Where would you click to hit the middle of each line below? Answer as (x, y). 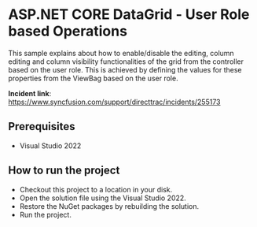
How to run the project (64, 171)
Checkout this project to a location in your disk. (96, 189)
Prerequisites (42, 127)
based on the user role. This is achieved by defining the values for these (125, 69)
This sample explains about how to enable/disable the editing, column (121, 53)
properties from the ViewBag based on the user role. (93, 78)
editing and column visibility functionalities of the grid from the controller (126, 61)
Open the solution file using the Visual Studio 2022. (103, 198)
